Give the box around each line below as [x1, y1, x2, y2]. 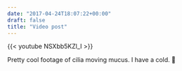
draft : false [7, 17, 46, 24]
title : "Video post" [7, 23, 68, 30]
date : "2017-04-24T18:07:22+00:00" [7, 10, 112, 17]
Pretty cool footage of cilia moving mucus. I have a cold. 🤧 [7, 56, 176, 64]
